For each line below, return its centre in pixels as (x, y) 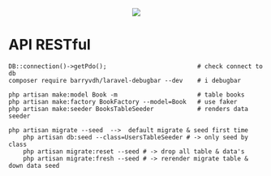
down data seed (34, 165)
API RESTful (49, 45)
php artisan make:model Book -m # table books (127, 94)
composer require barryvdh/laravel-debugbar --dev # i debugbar (125, 80)
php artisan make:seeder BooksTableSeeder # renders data (129, 109)
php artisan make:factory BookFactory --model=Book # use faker (123, 101)
